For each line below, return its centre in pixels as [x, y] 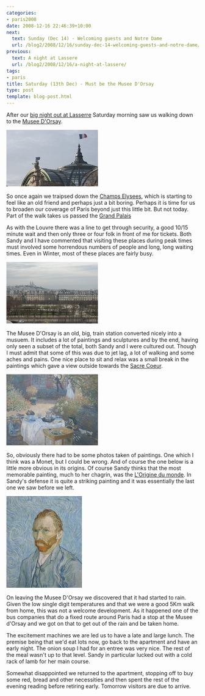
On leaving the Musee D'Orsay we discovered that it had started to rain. [96, 598]
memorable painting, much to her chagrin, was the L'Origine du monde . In [99, 474]
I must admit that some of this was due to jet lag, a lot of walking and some [100, 353]
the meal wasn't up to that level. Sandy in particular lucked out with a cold [99, 655]
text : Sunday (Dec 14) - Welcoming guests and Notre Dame [87, 39]
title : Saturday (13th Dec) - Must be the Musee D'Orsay [80, 84]
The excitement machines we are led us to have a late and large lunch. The [100, 635]
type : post [20, 90]
